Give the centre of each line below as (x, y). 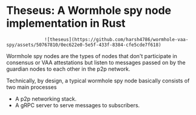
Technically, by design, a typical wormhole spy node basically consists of (98, 80)
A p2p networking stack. (46, 99)
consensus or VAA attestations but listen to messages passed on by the (96, 62)
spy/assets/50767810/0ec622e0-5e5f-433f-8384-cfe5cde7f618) (84, 45)
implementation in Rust (66, 23)
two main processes (32, 87)
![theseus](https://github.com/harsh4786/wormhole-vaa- (117, 39)
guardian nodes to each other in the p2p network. (68, 69)
